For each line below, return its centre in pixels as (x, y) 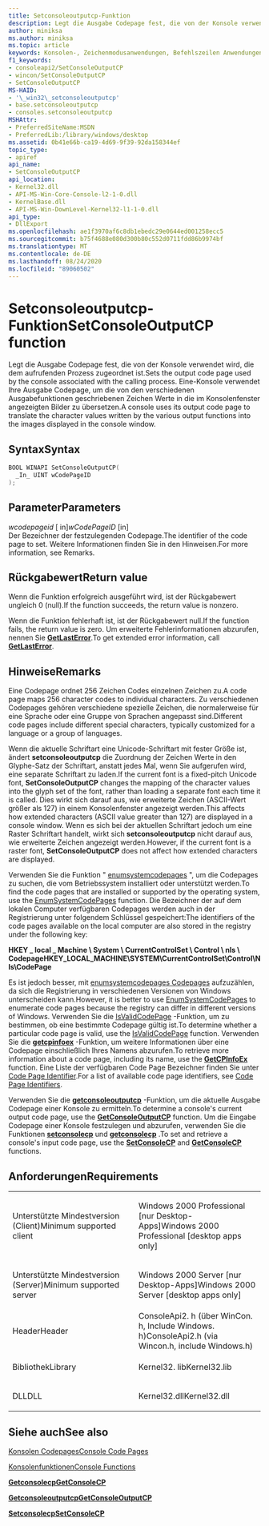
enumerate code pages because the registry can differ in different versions (132, 1008)
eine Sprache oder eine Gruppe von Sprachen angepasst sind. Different (125, 717)
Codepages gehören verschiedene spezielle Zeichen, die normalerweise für (133, 708)
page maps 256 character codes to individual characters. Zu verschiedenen (133, 699)
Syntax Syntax (44, 449)
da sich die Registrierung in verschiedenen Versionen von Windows (120, 991)
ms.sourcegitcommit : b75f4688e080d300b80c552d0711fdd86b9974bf (116, 239)
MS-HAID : (23, 90)
